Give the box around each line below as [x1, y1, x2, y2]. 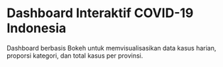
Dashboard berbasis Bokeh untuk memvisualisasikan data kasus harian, [6, 43, 217, 52]
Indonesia [6, 20, 67, 36]
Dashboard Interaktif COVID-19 [6, 5, 194, 21]
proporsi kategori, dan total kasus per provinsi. [6, 51, 143, 60]
